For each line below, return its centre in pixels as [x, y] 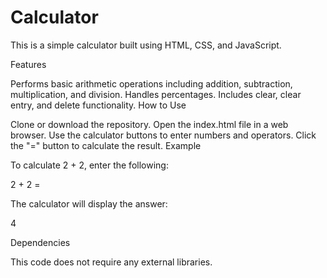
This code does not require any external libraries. [111, 262]
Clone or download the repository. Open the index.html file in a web [149, 124]
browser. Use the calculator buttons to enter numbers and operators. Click [163, 135]
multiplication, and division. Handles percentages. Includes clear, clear [156, 94]
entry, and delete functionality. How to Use [98, 105]
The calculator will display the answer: [89, 203]
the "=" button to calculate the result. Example [106, 145]
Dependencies [40, 242]
